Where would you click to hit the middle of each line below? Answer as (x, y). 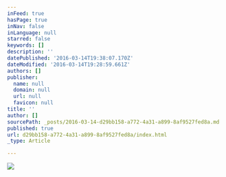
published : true (30, 128)
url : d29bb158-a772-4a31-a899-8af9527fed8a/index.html (87, 134)
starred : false (29, 39)
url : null (27, 97)
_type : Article (29, 141)
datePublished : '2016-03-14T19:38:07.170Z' (70, 58)
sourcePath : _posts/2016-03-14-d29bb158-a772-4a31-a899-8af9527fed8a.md (113, 122)
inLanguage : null (32, 33)
